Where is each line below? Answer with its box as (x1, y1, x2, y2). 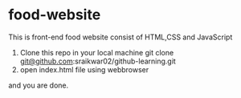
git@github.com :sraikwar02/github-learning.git (19, 56, 177, 66)
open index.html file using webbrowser (19, 64, 149, 74)
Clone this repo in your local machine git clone (19, 47, 174, 57)
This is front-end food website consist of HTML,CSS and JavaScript (8, 32, 233, 42)
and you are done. (8, 80, 69, 90)
